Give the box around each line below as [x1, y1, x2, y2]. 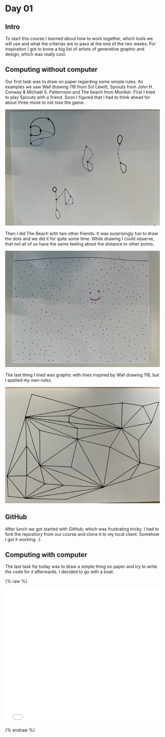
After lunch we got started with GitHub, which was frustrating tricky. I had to [5, 526, 159, 532]
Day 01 [5, 3, 33, 14]
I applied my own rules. [5, 377, 53, 383]
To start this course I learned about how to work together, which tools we [5, 35, 153, 41]
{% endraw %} [5, 727, 35, 733]
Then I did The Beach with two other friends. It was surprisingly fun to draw [5, 230, 158, 236]
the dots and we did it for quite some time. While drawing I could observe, [5, 236, 155, 242]
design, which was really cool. [5, 51, 66, 57]
